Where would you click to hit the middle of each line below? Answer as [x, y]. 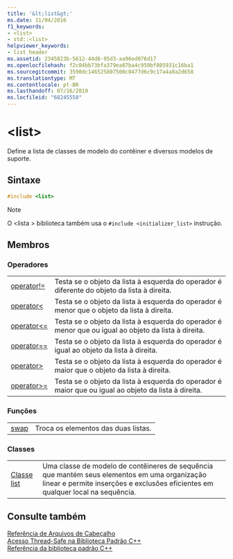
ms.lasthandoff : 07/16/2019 [48, 91]
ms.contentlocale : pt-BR [43, 85]
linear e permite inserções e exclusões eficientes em [128, 483]
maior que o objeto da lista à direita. [113, 370]
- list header [28, 53]
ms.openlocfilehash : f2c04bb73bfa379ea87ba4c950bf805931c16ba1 [101, 65]
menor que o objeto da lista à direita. [114, 310]
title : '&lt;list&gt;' [40, 14]
